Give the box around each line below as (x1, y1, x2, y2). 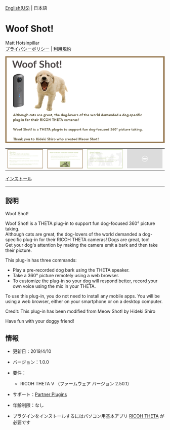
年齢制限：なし (12, 402, 44, 408)
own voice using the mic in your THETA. (12, 283, 96, 289)
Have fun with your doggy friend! (5, 318, 74, 324)
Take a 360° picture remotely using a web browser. (12, 272, 119, 278)
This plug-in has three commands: (5, 257, 77, 263)
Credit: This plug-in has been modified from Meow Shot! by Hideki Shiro (5, 308, 156, 314)
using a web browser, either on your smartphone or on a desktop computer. (5, 298, 163, 304)
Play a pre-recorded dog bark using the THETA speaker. (12, 267, 130, 273)
